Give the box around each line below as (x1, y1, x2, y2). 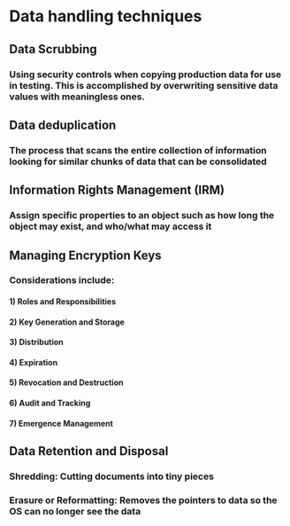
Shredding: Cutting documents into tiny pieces (9, 470, 215, 483)
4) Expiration (9, 357, 58, 367)
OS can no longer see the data (9, 505, 141, 517)
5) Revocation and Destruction (9, 377, 124, 388)
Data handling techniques (9, 6, 202, 27)
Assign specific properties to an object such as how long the (9, 209, 275, 222)
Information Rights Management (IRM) (9, 183, 225, 198)
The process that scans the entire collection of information (9, 144, 267, 156)
